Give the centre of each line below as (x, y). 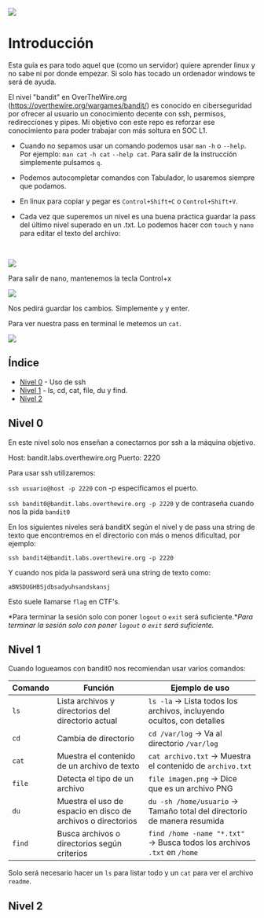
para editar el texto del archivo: (70, 233)
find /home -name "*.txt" (196, 834)
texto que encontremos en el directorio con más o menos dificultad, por (125, 535)
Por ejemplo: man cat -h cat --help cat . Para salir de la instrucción (128, 154)
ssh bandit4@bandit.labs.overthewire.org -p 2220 (91, 558)
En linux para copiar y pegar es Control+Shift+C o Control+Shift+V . (128, 201)
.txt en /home (173, 853)
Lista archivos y (86, 701)
